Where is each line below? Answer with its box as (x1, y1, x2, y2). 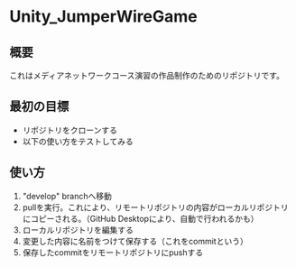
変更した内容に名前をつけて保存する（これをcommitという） (22, 235, 248, 246)
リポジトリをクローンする (22, 124, 118, 135)
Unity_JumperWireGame (9, 6, 198, 27)
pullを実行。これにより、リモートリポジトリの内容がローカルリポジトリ (22, 201, 289, 213)
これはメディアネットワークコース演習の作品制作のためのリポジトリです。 (9, 70, 284, 80)
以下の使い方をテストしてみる (22, 135, 134, 146)
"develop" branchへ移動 (22, 190, 113, 201)
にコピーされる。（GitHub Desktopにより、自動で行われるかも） (22, 213, 259, 224)
